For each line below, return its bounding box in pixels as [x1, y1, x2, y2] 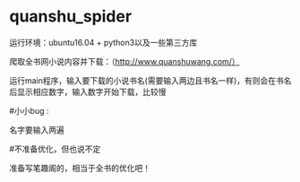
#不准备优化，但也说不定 [9, 143, 101, 154]
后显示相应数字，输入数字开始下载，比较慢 [9, 86, 167, 97]
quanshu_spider [9, 6, 133, 27]
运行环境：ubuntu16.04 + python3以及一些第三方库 [9, 37, 198, 48]
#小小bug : [9, 105, 49, 116]
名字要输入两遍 [9, 124, 64, 135]
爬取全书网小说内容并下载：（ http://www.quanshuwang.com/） [9, 56, 240, 66]
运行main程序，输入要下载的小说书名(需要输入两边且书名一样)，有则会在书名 [9, 74, 292, 86]
